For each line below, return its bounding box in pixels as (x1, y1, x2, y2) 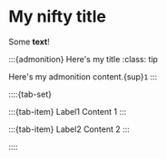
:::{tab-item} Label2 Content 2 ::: (8, 124, 130, 135)
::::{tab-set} (8, 89, 52, 99)
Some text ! (8, 36, 51, 47)
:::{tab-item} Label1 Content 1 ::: (8, 106, 127, 117)
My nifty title (8, 6, 106, 27)
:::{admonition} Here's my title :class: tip (8, 53, 158, 64)
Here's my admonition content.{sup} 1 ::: (8, 70, 158, 82)
